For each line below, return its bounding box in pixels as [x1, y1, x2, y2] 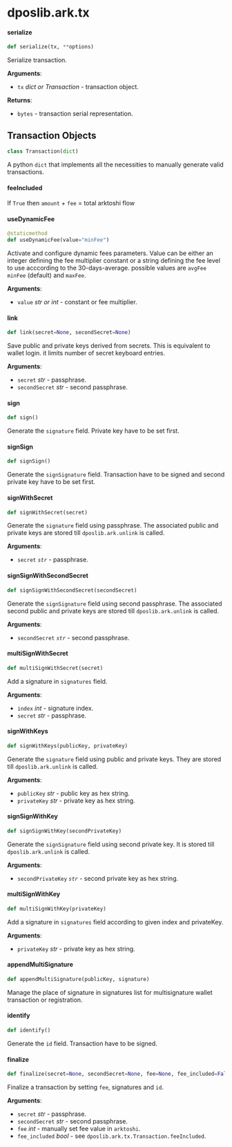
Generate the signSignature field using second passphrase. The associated [7, 599, 222, 608]
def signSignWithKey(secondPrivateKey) [7, 828, 122, 834]
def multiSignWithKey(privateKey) [7, 905, 107, 912]
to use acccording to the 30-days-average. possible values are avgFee [7, 264, 207, 272]
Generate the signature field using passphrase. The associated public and [7, 521, 219, 530]
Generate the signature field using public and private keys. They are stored [7, 755, 222, 763]
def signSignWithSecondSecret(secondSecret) [7, 586, 137, 594]
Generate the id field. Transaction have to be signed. [7, 1039, 157, 1047]
